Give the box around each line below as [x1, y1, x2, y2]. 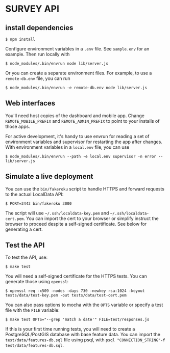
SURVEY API [5, 3, 60, 15]
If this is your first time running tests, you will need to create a [5, 326, 135, 332]
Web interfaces [5, 99, 55, 107]
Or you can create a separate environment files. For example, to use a [5, 70, 152, 76]
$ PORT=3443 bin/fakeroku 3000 [5, 201, 72, 206]
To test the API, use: [5, 254, 47, 260]
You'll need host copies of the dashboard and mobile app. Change [5, 113, 144, 119]
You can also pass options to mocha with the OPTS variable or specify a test [5, 302, 163, 308]
